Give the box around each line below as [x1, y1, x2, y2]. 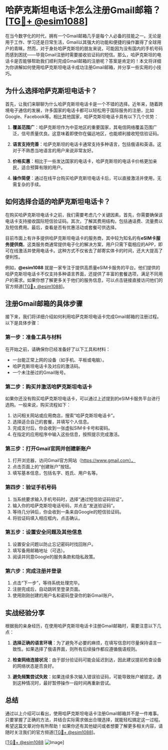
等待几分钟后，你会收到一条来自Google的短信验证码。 [12, 508, 124, 515]
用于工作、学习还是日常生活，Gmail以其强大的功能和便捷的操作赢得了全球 [5, 39, 157, 45]
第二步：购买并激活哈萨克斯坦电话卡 [5, 383, 92, 390]
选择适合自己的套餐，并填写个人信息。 [12, 418, 91, 424]
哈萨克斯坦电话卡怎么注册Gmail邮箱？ [5, 5, 161, 16]
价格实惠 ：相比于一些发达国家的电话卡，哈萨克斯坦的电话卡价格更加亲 [12, 158, 157, 164]
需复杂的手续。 [12, 181, 43, 187]
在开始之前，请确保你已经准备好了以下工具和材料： [5, 346, 110, 352]
